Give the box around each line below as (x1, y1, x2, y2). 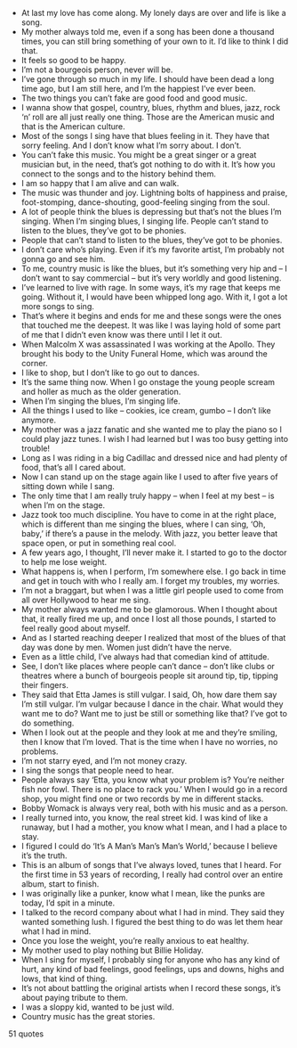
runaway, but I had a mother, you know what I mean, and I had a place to (20, 822, 288, 832)
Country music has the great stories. (20, 1011, 156, 1021)
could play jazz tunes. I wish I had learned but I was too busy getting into (20, 434, 289, 444)
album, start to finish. (20, 879, 100, 889)
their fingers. (20, 680, 68, 690)
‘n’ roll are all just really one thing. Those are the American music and (20, 111, 275, 122)
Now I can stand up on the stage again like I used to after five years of (20, 471, 278, 482)
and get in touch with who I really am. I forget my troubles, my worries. (20, 576, 281, 586)
